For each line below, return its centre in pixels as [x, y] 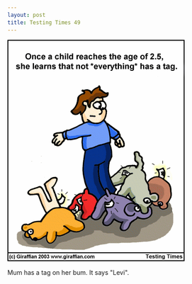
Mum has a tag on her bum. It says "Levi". [68, 272]
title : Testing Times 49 [44, 22]
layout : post [27, 15]
